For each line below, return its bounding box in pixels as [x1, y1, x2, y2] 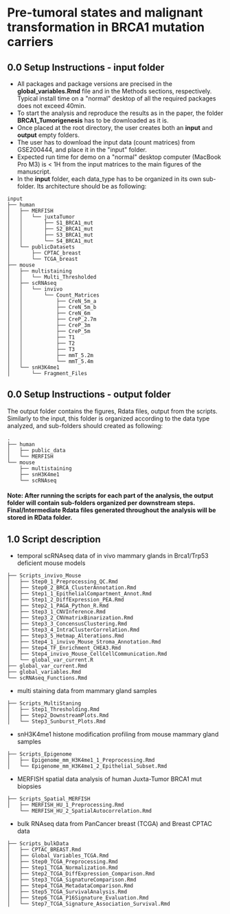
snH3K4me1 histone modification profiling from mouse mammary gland [16, 730, 219, 738]
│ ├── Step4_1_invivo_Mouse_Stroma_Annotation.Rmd [7, 639, 161, 646]
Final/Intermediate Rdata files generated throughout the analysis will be [7, 506, 216, 514]
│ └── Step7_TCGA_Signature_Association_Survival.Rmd [7, 900, 170, 908]
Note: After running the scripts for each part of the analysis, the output [7, 491, 214, 500]
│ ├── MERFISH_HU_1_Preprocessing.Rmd [7, 802, 125, 809]
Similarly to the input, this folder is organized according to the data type [7, 414, 210, 423]
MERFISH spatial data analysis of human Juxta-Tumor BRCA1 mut [16, 775, 203, 783]
